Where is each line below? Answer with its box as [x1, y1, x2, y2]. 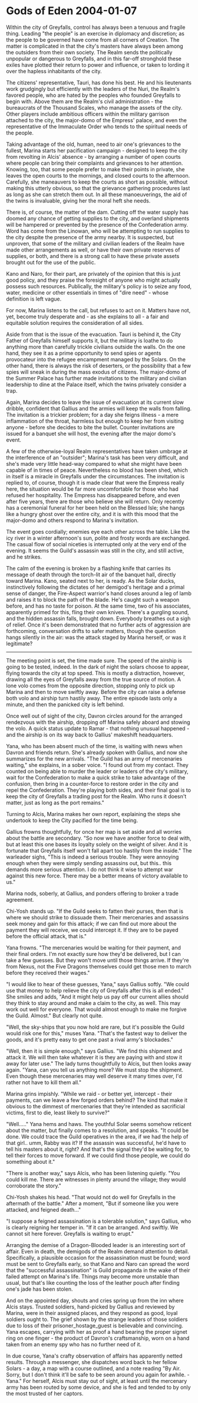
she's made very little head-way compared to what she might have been [6, 460, 182, 467]
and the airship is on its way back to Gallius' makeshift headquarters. [6, 731, 173, 738]
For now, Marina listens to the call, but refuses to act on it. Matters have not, [6, 306, 191, 314]
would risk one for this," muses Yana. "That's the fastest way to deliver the [6, 1029, 187, 1037]
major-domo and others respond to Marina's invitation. [6, 517, 139, 524]
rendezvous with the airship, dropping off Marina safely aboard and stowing [6, 719, 190, 726]
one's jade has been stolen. [6, 1285, 73, 1293]
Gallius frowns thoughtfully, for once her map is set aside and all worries [6, 828, 181, 835]
